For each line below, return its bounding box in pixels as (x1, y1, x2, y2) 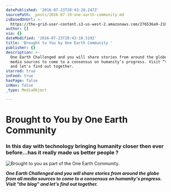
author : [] (6, 26, 29, 31)
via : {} (6, 31, 22, 36)
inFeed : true (6, 73, 33, 79)
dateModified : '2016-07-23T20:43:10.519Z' (6, 36, 97, 41)
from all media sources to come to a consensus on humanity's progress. (6, 175, 162, 181)
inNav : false (6, 83, 33, 88)
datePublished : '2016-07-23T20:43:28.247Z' (6, 7, 99, 13)
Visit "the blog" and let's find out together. (6, 181, 98, 187)
